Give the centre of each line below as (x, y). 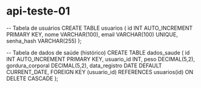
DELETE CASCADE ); (32, 78)
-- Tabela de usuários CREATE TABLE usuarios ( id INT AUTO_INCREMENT (100, 28)
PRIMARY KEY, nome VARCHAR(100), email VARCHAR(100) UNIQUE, (92, 34)
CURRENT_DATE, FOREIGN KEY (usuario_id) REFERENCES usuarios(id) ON (100, 72)
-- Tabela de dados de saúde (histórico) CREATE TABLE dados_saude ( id (98, 52)
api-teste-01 (38, 11)
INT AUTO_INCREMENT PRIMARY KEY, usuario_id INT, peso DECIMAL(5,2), (101, 59)
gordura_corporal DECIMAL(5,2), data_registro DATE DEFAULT (84, 66)
